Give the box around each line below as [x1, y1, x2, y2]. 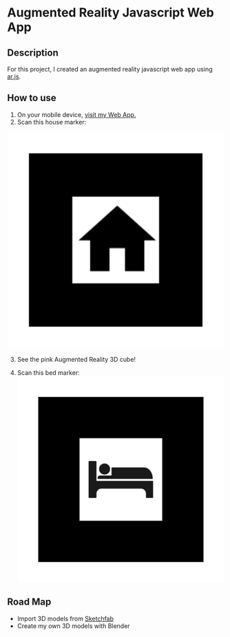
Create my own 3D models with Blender [17, 621, 130, 630]
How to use [7, 92, 56, 104]
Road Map [7, 596, 52, 608]
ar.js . [7, 72, 21, 80]
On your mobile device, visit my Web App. [17, 110, 136, 118]
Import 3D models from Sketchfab [17, 614, 114, 623]
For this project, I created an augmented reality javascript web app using [7, 65, 213, 73]
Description [7, 47, 59, 58]
